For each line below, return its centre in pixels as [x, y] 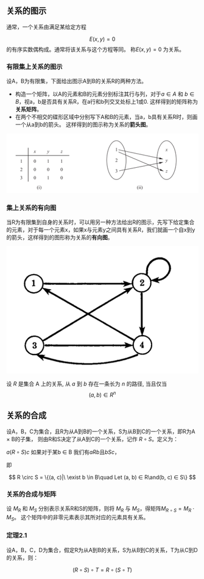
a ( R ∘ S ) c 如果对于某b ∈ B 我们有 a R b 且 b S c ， [63, 452]
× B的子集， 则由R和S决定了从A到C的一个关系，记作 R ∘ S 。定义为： [92, 439]
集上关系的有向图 [31, 207]
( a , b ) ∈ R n [102, 394]
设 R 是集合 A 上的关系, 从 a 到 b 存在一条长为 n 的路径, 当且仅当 [87, 384]
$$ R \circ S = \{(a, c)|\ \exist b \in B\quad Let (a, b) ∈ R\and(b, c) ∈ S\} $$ [102, 477]
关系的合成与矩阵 [31, 494]
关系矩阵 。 [29, 109]
